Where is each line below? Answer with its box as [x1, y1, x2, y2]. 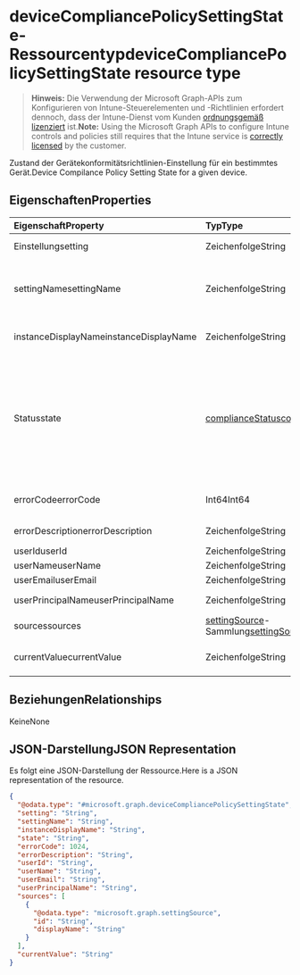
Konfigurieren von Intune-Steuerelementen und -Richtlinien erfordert [30, 102, 284, 112]
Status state [13, 412, 62, 424]
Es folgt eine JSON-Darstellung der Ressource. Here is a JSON [9, 765, 238, 776]
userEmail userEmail [13, 573, 96, 586]
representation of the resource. [9, 775, 124, 786]
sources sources [13, 619, 82, 631]
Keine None [9, 716, 51, 727]
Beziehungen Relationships [9, 692, 162, 707]
